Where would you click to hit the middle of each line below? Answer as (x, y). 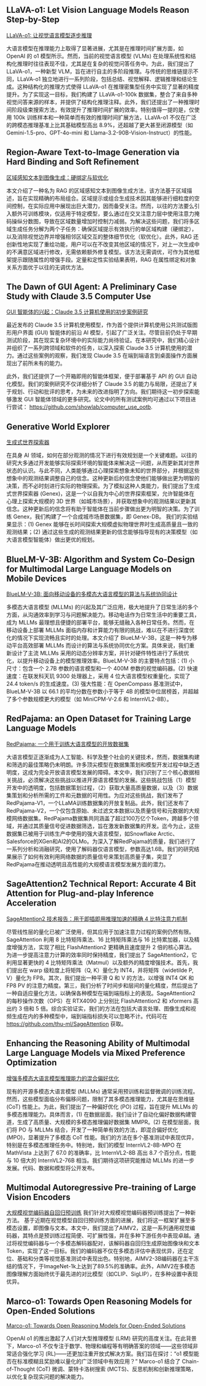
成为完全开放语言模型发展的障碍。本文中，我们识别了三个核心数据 (111, 772)
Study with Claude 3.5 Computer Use (79, 297)
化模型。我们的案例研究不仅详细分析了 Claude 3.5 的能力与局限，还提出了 (99, 384)
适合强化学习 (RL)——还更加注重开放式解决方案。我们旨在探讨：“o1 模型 (103, 1354)
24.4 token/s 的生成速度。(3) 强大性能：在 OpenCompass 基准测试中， (96, 684)
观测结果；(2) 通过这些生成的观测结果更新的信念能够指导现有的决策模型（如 (102, 532)
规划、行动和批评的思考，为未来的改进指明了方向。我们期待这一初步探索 (103, 391)
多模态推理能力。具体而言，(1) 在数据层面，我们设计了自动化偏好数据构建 (99, 1114)
